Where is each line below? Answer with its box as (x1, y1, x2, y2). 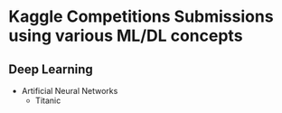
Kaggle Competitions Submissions (8, 6, 274, 27)
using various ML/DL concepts (8, 25, 243, 46)
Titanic (34, 95, 61, 106)
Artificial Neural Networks (21, 86, 118, 96)
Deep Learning (8, 61, 93, 77)
